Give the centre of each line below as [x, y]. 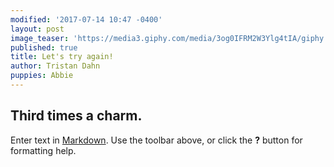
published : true [44, 47]
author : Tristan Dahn [55, 66]
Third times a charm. [76, 116]
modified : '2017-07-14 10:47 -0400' [86, 19]
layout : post [37, 29]
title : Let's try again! [62, 57]
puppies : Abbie [42, 76]
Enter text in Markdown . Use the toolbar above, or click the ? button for [156, 140]
